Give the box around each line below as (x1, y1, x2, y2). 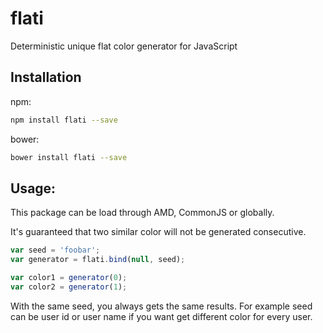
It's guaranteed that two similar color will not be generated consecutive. (10, 226, 307, 238)
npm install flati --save (10, 115, 118, 125)
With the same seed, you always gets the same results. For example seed (10, 300, 313, 312)
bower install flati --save (10, 152, 128, 162)
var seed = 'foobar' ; (10, 245, 101, 256)
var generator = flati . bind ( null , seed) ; (10, 255, 186, 265)
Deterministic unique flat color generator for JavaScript (10, 40, 238, 52)
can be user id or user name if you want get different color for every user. (10, 310, 313, 322)
